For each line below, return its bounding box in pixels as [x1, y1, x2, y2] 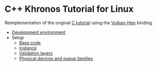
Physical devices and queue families [19, 55, 93, 61]
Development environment [11, 29, 66, 35]
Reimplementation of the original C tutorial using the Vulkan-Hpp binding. [4, 20, 154, 26]
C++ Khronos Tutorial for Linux [4, 3, 134, 15]
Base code [19, 39, 41, 45]
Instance [19, 45, 37, 51]
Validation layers [19, 50, 53, 56]
